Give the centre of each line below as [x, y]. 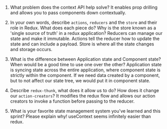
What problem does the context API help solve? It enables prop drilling [84, 7]
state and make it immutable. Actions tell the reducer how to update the [85, 38]
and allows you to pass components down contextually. [68, 13]
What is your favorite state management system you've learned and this [85, 111]
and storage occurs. [31, 49]
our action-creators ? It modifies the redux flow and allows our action [83, 96]
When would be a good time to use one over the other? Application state [86, 64]
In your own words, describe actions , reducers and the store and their [83, 23]
